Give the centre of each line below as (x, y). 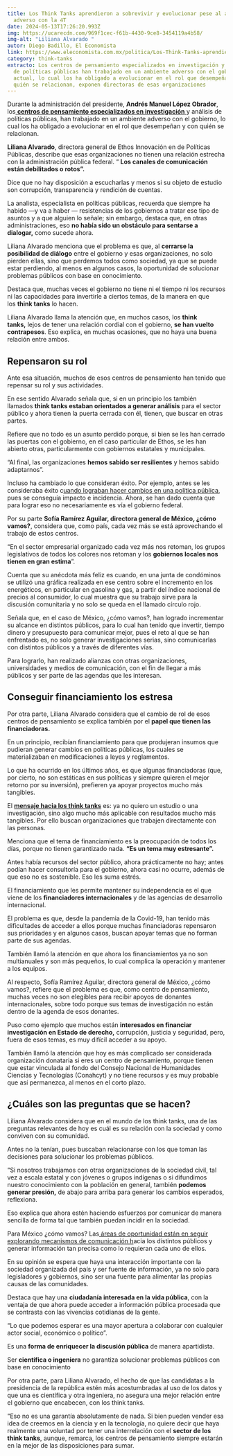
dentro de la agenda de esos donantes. (63, 1011)
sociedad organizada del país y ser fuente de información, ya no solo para (113, 1269)
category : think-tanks (40, 59)
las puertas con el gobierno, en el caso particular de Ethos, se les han (107, 441)
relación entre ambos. (38, 340)
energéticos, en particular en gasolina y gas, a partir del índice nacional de (114, 590)
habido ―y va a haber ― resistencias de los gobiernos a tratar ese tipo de (113, 211)
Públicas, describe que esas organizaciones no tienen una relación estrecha (116, 155)
